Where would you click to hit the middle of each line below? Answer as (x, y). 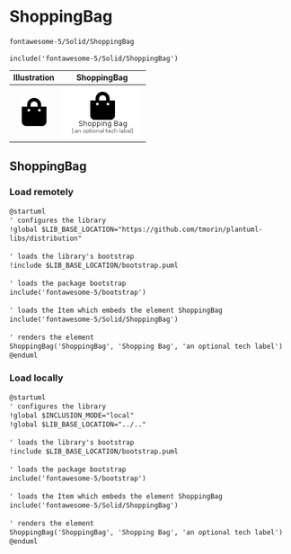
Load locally (36, 378)
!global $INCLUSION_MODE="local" (72, 415)
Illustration (34, 77)
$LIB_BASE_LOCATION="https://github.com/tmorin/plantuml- (152, 229)
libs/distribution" (46, 238)
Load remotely (42, 192)
